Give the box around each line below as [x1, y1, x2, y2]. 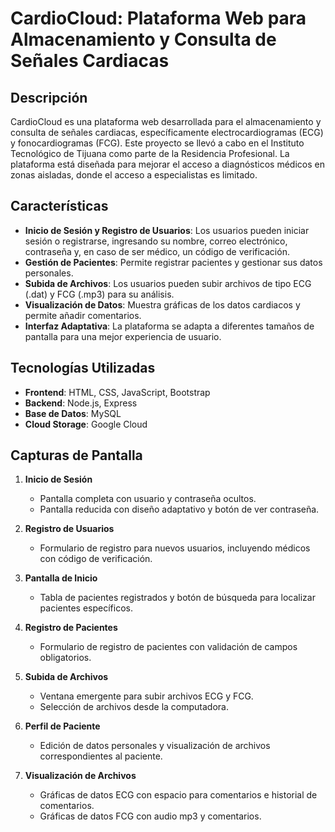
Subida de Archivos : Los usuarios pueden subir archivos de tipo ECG [24, 277, 312, 289]
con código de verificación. [39, 553, 153, 565]
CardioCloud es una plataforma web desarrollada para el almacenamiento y [10, 116, 322, 127]
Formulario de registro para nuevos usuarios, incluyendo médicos [39, 542, 311, 554]
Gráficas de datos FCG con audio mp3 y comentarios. [39, 810, 262, 822]
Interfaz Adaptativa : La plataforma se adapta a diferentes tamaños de [24, 320, 315, 332]
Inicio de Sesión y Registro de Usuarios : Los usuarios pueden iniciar [24, 224, 310, 236]
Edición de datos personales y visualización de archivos [39, 740, 271, 752]
